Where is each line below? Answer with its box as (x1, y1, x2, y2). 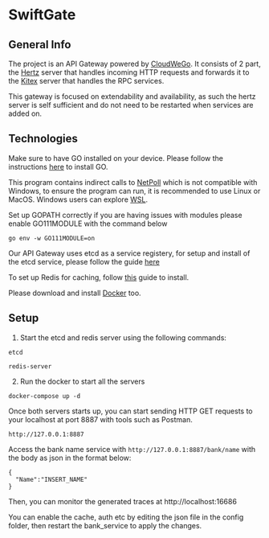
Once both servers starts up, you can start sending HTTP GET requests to (8, 406, 253, 416)
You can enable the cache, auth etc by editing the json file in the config (8, 512, 244, 522)
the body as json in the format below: (8, 453, 132, 462)
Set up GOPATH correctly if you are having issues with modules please (8, 210, 243, 220)
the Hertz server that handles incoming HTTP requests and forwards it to (8, 68, 250, 77)
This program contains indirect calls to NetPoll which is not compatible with (8, 177, 258, 187)
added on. (8, 109, 43, 118)
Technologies (8, 132, 79, 146)
